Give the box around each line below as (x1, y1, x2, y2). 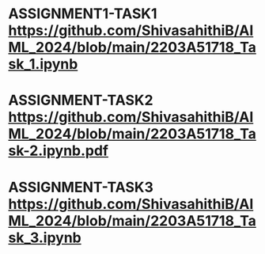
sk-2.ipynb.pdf (8, 142, 109, 160)
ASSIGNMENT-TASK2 (8, 92, 153, 109)
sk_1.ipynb (8, 55, 78, 74)
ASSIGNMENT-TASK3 (8, 178, 154, 196)
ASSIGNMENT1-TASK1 (8, 5, 157, 23)
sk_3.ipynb (8, 229, 81, 246)
